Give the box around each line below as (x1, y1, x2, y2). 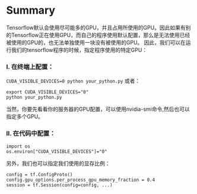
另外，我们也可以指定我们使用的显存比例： (6, 159, 110, 167)
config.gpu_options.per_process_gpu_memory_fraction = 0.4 (6, 177, 155, 183)
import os (6, 143, 31, 149)
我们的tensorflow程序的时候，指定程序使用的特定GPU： (11, 46, 148, 54)
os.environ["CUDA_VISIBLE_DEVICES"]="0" (6, 148, 108, 155)
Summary (6, 4, 55, 17)
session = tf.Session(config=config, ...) (6, 182, 113, 188)
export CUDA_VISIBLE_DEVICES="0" (6, 89, 89, 95)
